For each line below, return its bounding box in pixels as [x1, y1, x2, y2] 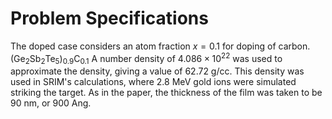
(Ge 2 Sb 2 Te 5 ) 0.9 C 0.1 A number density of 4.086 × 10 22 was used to [10, 50, 283, 67]
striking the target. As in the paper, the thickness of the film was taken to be [10, 87, 323, 99]
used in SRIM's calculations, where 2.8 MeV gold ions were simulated [10, 76, 297, 88]
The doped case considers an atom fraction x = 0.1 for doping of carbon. [10, 40, 311, 52]
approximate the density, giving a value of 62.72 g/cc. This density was [10, 65, 305, 77]
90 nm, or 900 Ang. [10, 97, 92, 109]
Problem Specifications [10, 7, 209, 30]
